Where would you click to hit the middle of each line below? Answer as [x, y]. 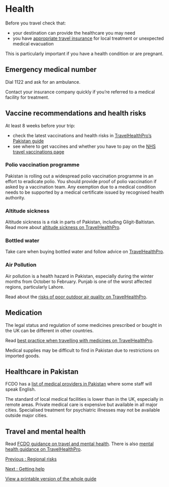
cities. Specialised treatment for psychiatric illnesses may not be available [83, 410]
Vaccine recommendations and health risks [76, 113]
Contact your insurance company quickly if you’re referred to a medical [80, 92]
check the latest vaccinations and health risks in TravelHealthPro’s [82, 135]
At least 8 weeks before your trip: [40, 125]
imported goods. [23, 355]
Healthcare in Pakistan [42, 371]
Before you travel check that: [36, 23]
